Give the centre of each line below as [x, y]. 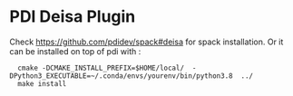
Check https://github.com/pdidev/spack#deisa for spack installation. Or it [146, 42]
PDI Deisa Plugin [73, 17]
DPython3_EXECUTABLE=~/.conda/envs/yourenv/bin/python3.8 [121, 76]
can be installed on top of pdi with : [75, 51]
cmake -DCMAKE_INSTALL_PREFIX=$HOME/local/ [101, 68]
